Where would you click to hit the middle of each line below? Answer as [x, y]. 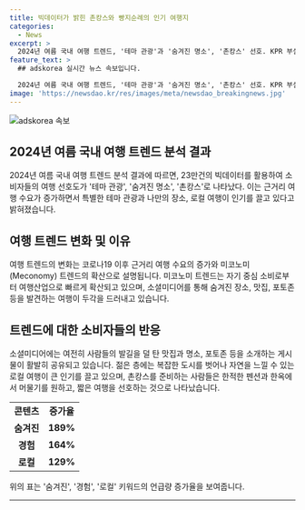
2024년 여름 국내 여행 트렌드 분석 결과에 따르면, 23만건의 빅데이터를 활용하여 [146, 175]
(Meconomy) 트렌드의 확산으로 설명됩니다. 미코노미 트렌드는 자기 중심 [134, 276]
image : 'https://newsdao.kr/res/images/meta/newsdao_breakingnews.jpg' [148, 93]
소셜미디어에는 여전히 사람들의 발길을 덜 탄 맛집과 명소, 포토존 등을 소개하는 [143, 354]
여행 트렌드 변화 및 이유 [70, 240]
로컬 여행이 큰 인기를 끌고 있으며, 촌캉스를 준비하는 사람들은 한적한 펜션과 [139, 376]
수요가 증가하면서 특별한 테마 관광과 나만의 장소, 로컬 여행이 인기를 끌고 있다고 [157, 198]
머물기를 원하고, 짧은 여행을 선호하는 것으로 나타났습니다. [119, 388]
